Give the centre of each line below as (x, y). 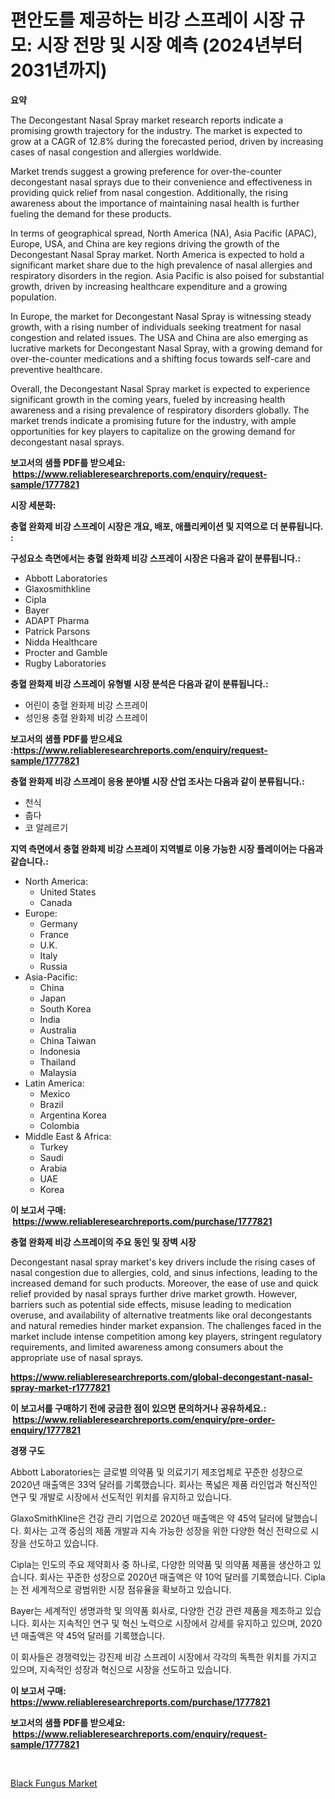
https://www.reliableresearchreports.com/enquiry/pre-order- (144, 1419)
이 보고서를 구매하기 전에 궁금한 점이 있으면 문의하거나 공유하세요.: (138, 1408)
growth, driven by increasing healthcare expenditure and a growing (149, 286)
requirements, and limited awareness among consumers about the (147, 1347)
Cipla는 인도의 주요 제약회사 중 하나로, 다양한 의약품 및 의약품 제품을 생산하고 (161, 1564)
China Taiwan (68, 1040)
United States (68, 892)
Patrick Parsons (57, 631)
